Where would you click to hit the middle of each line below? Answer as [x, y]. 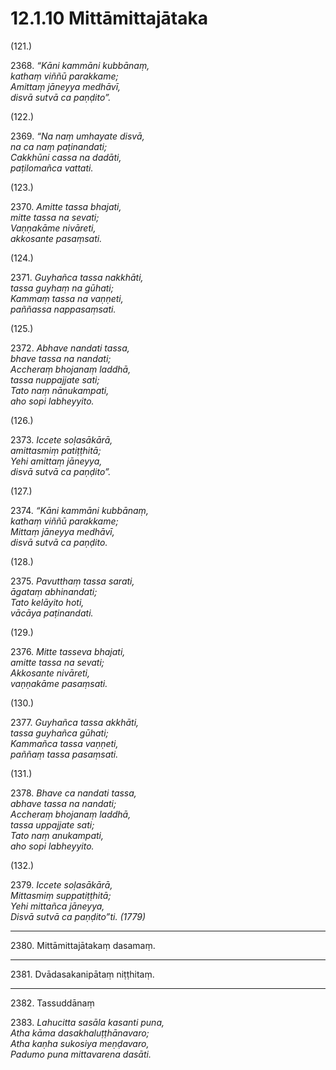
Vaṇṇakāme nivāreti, [53, 228]
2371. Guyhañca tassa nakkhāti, [77, 277]
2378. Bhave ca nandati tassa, [73, 793]
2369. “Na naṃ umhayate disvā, [77, 136]
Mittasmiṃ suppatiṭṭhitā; [61, 895]
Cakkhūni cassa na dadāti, [66, 157]
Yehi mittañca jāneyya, [57, 906]
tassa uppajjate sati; [52, 824]
